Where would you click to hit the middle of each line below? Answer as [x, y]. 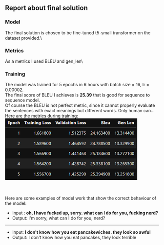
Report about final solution [46, 8]
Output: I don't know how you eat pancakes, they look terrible [74, 238]
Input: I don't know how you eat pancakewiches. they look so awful [81, 232]
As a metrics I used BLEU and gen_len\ [44, 61]
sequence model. [22, 100]
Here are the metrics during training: [41, 116]
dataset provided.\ [24, 38]
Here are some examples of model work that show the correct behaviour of [81, 198]
